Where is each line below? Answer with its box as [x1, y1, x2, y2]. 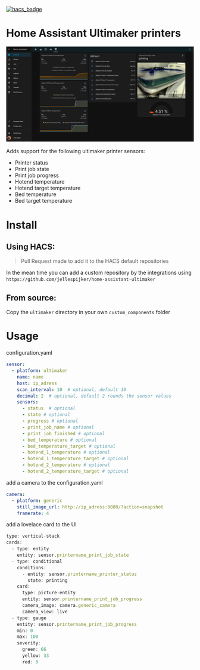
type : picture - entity [21, 590, 76, 596]
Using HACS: [6, 241, 55, 252]
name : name [17, 374, 44, 380]
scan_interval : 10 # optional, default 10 [17, 386, 127, 393]
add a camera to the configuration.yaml [6, 479, 103, 486]
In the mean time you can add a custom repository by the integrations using [6, 269, 192, 277]
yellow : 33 [21, 653, 49, 659]
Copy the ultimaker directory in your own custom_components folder [6, 309, 171, 316]
